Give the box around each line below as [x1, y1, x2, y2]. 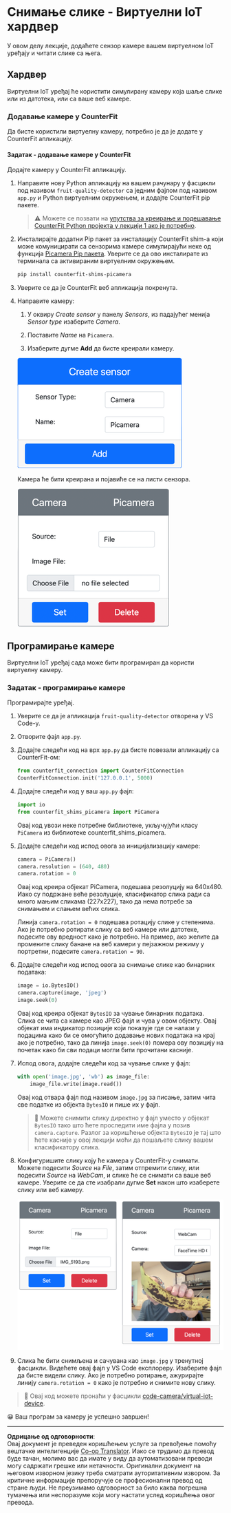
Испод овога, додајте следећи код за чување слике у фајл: [16, 1058, 191, 1067]
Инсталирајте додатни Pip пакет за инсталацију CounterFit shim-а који [16, 235, 223, 243]
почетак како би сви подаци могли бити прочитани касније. [16, 1045, 194, 1054]
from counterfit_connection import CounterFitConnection [16, 767, 184, 775]
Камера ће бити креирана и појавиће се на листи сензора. [16, 475, 191, 483]
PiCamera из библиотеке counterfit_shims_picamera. [16, 828, 166, 837]
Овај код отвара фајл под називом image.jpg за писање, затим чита [16, 1093, 217, 1101]
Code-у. [16, 719, 41, 727]
